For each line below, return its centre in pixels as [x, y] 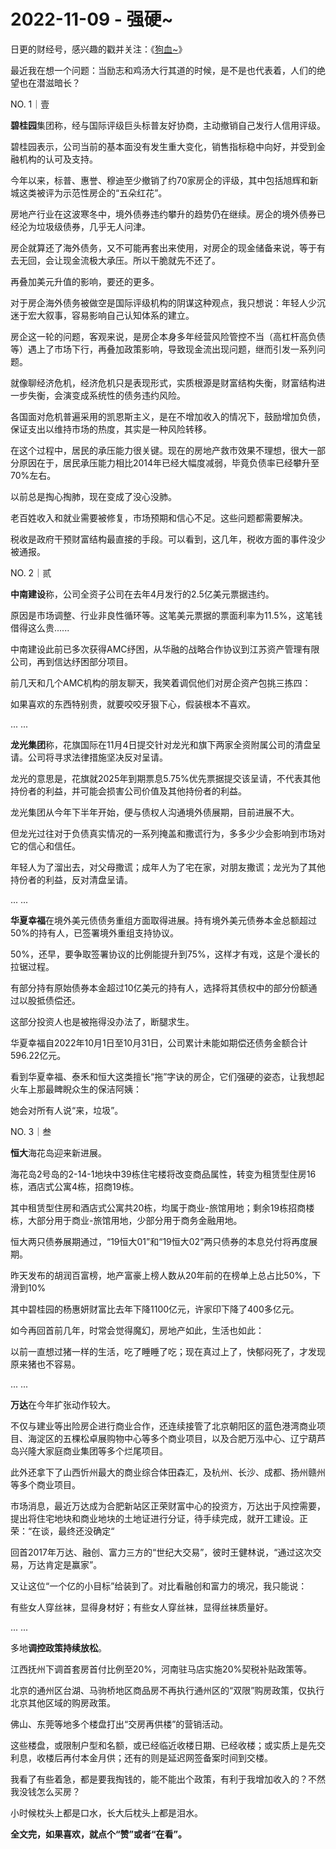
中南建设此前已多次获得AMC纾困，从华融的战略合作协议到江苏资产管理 [156, 649]
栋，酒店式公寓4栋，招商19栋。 [75, 1186]
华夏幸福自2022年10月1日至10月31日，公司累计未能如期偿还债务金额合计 [159, 1042]
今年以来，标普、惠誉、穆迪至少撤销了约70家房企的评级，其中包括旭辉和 [160, 180]
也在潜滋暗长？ [49, 82]
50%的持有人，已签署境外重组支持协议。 [94, 932]
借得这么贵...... [40, 627]
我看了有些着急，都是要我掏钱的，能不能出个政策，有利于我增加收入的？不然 [168, 1779]
